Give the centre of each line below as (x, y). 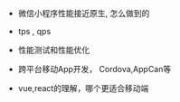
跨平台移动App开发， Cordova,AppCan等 (95, 69)
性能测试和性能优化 (54, 50)
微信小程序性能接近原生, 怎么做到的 (84, 13)
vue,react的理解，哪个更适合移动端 (83, 88)
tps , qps (34, 31)
